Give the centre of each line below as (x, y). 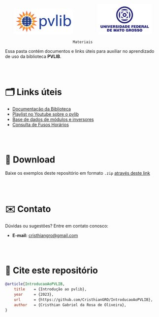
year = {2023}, (34, 295)
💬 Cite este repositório (52, 270)
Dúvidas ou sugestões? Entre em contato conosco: (57, 226)
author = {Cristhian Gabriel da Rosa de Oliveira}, (70, 305)
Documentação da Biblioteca (42, 109)
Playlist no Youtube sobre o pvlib (46, 114)
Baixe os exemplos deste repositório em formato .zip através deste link (78, 173)
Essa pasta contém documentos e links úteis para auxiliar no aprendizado (80, 51)
